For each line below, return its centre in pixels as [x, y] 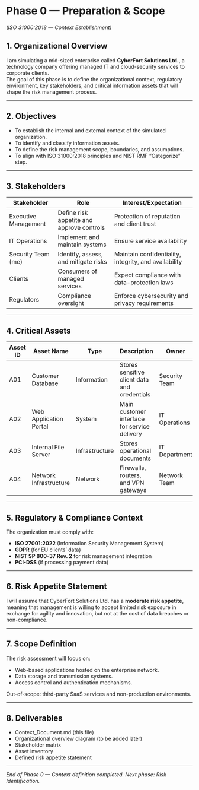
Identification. [23, 781]
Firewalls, [133, 468]
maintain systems [82, 245]
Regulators [24, 300]
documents [135, 458]
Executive [23, 217]
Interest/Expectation [152, 203]
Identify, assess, [81, 255]
